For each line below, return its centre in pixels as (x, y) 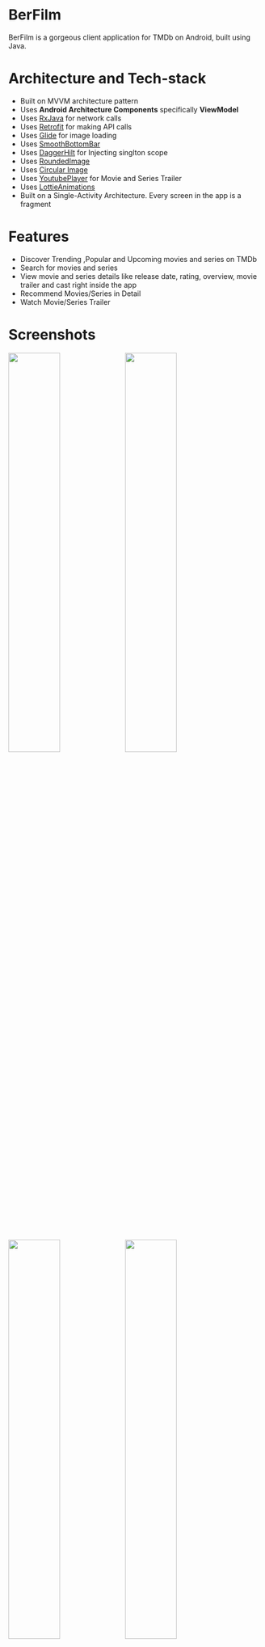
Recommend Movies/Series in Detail (80, 294)
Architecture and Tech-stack (107, 79)
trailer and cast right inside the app (78, 285)
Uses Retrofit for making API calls (76, 126)
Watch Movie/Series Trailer (65, 302)
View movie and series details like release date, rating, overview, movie (138, 276)
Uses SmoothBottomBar (60, 144)
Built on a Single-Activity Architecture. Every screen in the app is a (130, 195)
